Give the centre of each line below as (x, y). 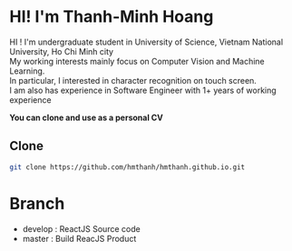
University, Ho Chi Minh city (62, 51)
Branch (37, 203)
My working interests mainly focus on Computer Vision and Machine (137, 61)
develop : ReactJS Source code (81, 228)
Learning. (27, 71)
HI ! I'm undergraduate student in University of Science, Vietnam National (146, 42)
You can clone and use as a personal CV (86, 117)
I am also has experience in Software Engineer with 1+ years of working (143, 90)
